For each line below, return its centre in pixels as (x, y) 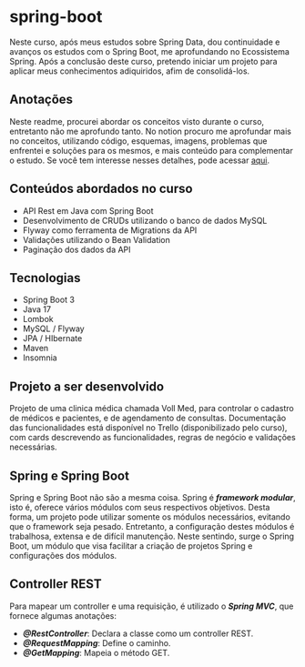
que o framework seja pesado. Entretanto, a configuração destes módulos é (152, 526)
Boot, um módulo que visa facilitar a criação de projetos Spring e (131, 546)
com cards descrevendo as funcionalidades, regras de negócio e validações (152, 438)
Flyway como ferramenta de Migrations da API (110, 230)
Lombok (38, 319)
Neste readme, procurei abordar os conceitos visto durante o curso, (137, 121)
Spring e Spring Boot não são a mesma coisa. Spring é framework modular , (152, 497)
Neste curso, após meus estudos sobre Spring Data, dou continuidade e (145, 42)
